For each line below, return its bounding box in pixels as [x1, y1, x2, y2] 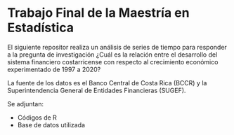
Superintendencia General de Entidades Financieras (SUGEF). [7, 86, 186, 94]
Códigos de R [17, 113, 58, 122]
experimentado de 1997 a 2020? [7, 65, 101, 73]
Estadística [7, 20, 74, 36]
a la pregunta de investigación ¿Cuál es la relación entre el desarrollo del [7, 50, 218, 59]
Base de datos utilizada [17, 120, 86, 129]
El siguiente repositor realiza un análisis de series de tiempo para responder [7, 43, 227, 51]
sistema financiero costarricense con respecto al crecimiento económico [7, 57, 219, 66]
